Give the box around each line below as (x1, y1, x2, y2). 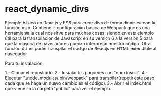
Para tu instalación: (5, 60, 44, 66)
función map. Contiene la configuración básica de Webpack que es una (5, 24, 150, 30)
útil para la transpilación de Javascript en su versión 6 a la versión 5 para (5, 35, 153, 41)
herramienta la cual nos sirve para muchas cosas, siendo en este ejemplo (5, 30, 154, 36)
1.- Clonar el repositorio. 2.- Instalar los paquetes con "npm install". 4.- (5, 70, 148, 75)
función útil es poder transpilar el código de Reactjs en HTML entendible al (5, 46, 157, 51)
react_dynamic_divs (5, 3, 89, 15)
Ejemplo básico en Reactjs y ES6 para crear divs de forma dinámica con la (5, 20, 156, 25)
